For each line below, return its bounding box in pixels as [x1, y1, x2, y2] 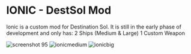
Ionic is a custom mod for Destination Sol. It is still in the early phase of [6, 23, 182, 30]
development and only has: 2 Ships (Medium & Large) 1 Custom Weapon [6, 29, 185, 36]
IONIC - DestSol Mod [6, 4, 112, 17]
